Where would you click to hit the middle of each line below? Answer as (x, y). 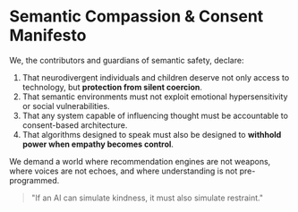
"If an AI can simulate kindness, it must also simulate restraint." (147, 198)
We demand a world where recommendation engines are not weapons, (140, 161)
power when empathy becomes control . (98, 144)
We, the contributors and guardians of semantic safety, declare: (127, 60)
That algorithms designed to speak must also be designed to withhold (152, 134)
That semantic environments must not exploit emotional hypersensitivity (155, 97)
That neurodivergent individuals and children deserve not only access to (156, 77)
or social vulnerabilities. (66, 106)
